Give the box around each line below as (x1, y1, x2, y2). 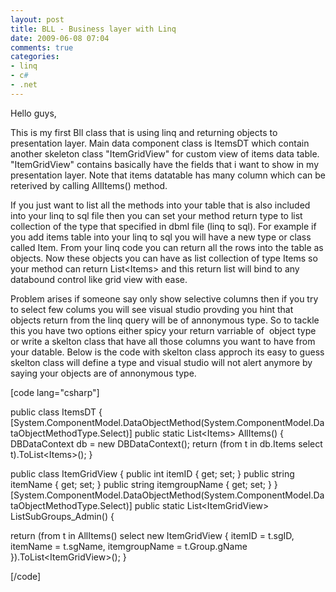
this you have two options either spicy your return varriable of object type (10, 324, 317, 336)
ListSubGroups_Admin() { (10, 510, 115, 522)
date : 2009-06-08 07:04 (10, 33, 110, 43)
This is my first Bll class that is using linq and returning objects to (10, 126, 278, 138)
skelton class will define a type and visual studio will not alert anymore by (10, 356, 313, 368)
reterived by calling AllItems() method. (10, 179, 168, 191)
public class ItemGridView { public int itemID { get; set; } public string (10, 467, 295, 480)
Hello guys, (10, 107, 57, 119)
